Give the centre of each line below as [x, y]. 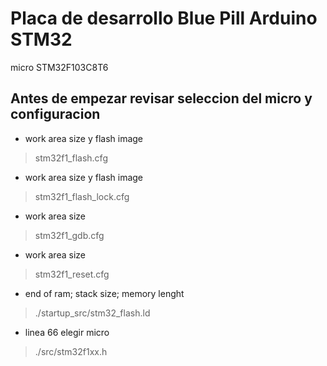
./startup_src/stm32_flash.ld [92, 313]
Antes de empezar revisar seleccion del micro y [161, 98]
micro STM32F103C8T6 [59, 67]
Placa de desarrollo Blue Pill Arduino [164, 18]
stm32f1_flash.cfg [71, 158]
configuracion [55, 114]
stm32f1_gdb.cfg [69, 235]
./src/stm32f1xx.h [71, 351]
